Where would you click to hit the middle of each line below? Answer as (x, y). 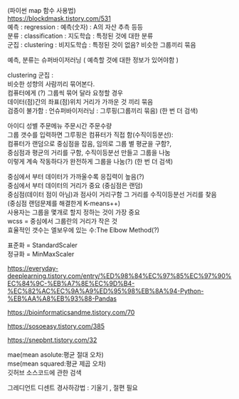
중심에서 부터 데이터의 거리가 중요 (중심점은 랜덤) (75, 185)
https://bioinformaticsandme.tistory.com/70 (71, 312)
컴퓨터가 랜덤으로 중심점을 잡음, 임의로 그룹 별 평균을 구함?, (90, 144)
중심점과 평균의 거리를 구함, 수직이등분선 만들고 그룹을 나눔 (89, 152)
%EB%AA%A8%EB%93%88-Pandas (62, 299)
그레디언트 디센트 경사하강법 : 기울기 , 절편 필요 (73, 388)
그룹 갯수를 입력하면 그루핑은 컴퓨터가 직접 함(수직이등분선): (90, 135)
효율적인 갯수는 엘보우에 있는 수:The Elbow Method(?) (84, 230)
